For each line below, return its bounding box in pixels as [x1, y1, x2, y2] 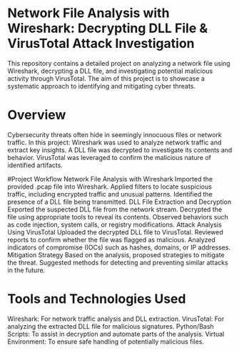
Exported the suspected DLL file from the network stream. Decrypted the [7, 205, 223, 214]
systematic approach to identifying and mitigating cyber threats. [7, 81, 196, 90]
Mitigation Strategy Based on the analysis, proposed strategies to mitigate [7, 250, 225, 259]
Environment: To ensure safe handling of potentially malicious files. [7, 337, 205, 346]
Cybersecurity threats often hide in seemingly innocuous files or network [7, 130, 223, 139]
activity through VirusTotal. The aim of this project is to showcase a [7, 74, 205, 83]
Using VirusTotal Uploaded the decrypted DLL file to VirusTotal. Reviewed [7, 227, 223, 237]
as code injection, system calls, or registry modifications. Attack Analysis [7, 220, 223, 229]
